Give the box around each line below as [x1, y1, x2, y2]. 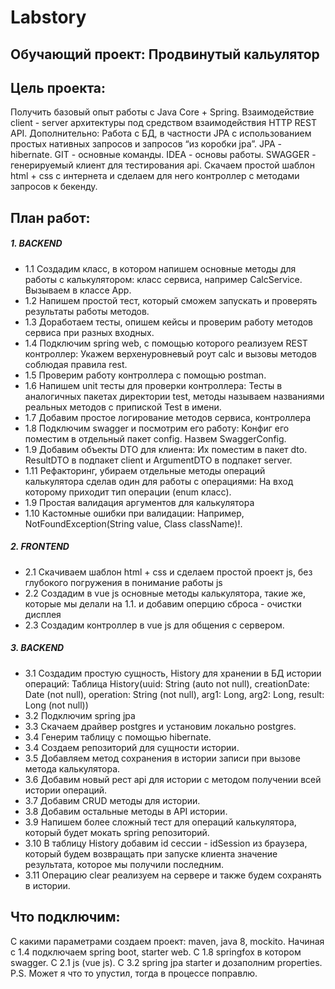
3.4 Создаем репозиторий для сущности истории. [24, 741, 240, 753]
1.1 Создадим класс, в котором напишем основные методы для [24, 262, 297, 275]
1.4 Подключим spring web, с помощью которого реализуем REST [24, 337, 308, 349]
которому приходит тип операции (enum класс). [24, 486, 232, 498]
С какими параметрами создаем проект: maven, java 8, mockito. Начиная [10, 935, 325, 947]
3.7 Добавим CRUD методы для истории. [24, 794, 201, 806]
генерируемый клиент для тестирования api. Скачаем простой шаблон [10, 159, 315, 171]
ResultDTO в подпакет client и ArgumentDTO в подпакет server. [24, 454, 293, 466]
